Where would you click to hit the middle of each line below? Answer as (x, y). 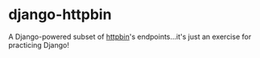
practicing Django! (39, 44)
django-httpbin (60, 15)
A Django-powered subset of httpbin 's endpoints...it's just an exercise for (130, 37)
